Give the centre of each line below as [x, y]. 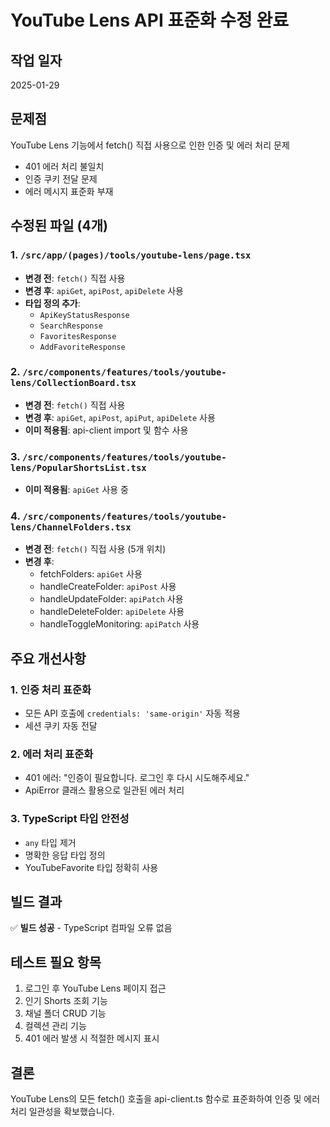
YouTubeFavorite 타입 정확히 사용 [91, 867]
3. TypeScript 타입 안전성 [70, 819]
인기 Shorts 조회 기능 [66, 1001]
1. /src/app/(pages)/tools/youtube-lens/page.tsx [131, 255]
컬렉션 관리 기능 [55, 1026]
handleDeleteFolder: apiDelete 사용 [112, 612]
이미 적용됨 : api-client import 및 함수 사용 [106, 430]
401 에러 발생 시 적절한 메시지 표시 [92, 1038]
